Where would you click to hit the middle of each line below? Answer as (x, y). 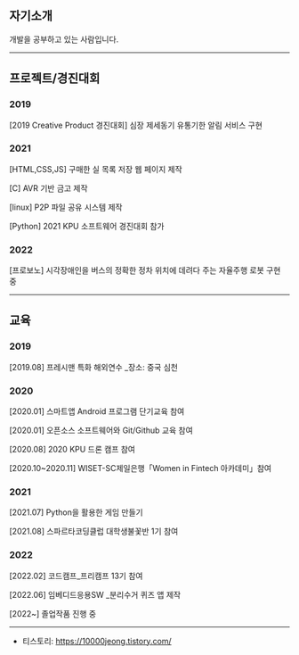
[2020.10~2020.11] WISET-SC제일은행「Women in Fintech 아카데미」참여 (141, 468)
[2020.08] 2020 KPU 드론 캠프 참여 (73, 450)
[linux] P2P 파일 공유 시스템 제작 (66, 207)
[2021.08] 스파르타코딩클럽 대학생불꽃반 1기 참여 (94, 531)
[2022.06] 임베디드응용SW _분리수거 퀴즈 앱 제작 (95, 594)
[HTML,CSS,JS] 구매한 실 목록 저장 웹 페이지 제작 (96, 169)
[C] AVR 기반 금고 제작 (48, 188)
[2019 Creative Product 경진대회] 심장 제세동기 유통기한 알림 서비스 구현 (136, 125)
